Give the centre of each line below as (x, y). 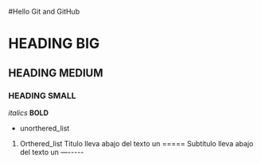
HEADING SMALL (43, 95)
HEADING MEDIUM (56, 73)
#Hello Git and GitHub (44, 12)
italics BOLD (29, 113)
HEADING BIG (54, 44)
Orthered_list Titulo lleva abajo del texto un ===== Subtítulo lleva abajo (136, 143)
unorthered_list (45, 128)
